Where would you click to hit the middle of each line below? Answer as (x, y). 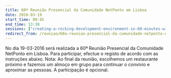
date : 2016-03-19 (24, 15)
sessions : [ (18, 29)
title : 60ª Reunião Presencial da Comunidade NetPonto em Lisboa (76, 10)
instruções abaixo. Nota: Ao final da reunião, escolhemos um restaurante (82, 59)
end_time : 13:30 (22, 24)
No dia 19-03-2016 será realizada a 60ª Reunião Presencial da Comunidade (84, 48)
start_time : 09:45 (25, 19)
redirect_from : (21, 34)
